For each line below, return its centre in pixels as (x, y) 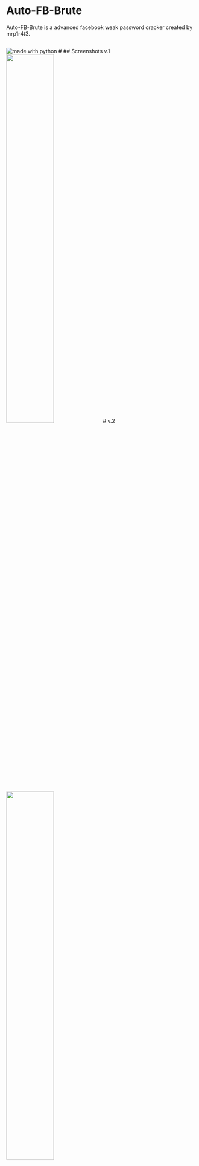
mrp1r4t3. (18, 33)
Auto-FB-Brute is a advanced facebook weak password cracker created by (99, 27)
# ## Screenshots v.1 (84, 51)
